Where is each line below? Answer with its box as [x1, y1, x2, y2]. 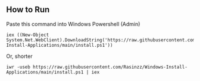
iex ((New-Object [6, 32, 49, 38]
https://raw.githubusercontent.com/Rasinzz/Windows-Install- [32, 64, 187, 70]
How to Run [6, 5, 50, 15]
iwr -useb [6, 64, 31, 70]
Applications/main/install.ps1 [6, 69, 84, 75]
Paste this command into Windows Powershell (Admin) [6, 20, 140, 27]
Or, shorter [6, 53, 33, 60]
